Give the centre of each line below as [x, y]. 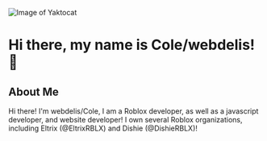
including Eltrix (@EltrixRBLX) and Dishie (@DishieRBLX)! [103, 128]
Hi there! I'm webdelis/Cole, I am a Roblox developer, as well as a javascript [133, 111]
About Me [33, 91]
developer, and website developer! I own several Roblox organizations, [125, 120]
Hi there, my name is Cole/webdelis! [132, 45]
